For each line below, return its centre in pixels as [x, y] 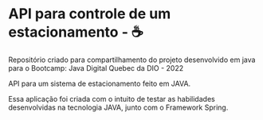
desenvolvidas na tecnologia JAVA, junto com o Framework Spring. [118, 107]
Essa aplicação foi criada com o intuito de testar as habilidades [112, 99]
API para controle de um [90, 14]
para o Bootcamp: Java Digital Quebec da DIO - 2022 [96, 68]
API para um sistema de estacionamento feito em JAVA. [100, 83]
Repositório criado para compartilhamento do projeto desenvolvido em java [132, 60]
